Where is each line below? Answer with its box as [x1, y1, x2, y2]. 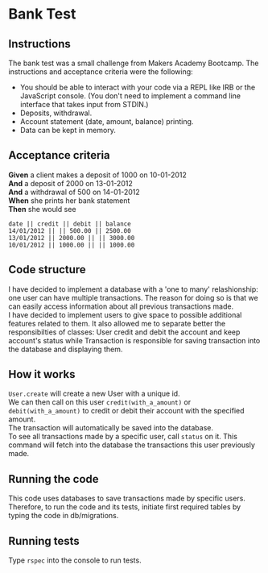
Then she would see [8, 204, 76, 214]
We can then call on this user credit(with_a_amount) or [8, 397, 192, 407]
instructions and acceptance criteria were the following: [8, 67, 193, 77]
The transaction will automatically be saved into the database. [8, 423, 213, 433]
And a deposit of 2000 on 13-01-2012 [8, 178, 133, 188]
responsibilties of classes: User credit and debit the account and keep [8, 327, 241, 337]
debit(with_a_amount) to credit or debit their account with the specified [8, 406, 245, 416]
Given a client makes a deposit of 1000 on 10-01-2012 [8, 170, 188, 180]
